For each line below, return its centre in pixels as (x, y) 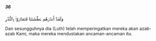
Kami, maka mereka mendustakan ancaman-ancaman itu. (74, 33)
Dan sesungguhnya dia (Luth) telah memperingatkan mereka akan (72, 28)
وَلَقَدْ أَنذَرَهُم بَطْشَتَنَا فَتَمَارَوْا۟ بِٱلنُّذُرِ (34, 19)
